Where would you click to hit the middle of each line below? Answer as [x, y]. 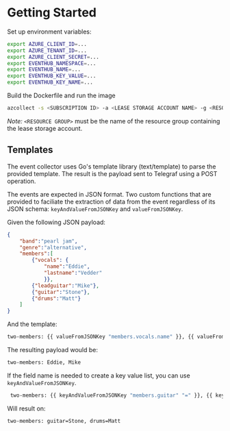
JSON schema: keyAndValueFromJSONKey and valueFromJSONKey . [95, 209]
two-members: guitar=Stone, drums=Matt [64, 421]
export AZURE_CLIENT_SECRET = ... [53, 57]
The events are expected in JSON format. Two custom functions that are [109, 194]
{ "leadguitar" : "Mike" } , [65, 286]
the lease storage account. [45, 128]
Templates [30, 150]
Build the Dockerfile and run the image [61, 96]
